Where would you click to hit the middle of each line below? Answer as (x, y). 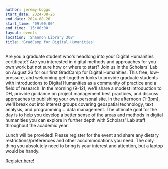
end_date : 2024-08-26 (28, 19)
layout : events (21, 33)
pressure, (15, 77)
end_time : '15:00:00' (28, 28)
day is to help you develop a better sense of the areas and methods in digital (84, 115)
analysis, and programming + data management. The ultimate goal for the (81, 109)
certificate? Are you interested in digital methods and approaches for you (81, 62)
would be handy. (22, 151)
